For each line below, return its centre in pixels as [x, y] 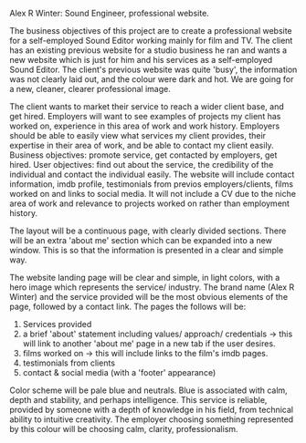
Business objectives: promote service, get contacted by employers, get [143, 155]
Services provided [57, 324]
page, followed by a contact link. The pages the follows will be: [128, 306]
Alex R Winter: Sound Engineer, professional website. [110, 13]
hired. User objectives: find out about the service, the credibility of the [142, 165]
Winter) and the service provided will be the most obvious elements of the [149, 297]
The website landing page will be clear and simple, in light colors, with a [145, 278]
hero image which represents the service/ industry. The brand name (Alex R [152, 287]
